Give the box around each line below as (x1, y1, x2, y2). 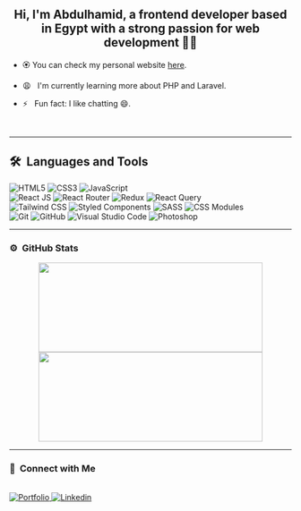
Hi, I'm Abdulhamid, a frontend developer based (13, 7, 288, 22)
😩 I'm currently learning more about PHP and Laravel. (21, 80, 227, 90)
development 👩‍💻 (103, 35, 198, 50)
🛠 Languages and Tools (9, 154, 149, 169)
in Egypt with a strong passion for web (41, 21, 260, 37)
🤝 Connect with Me (9, 462, 96, 474)
